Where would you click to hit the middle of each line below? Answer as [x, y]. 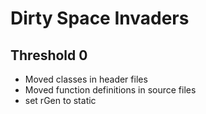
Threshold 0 [49, 55]
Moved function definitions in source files [110, 90]
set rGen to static [60, 100]
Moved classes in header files [86, 79]
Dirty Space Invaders [100, 18]
